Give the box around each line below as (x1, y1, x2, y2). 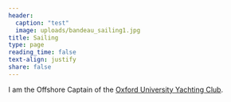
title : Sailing (8, 33, 59, 42)
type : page (8, 41, 45, 49)
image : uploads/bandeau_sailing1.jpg (15, 26, 141, 34)
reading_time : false (8, 48, 77, 56)
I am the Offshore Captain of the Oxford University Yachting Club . (8, 85, 224, 94)
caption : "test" (15, 19, 69, 27)
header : (8, 11, 34, 20)
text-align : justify (8, 56, 77, 64)
